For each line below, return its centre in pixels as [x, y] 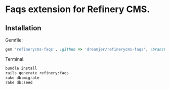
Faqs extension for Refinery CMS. [78, 9]
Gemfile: [14, 40]
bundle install [21, 68]
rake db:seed [19, 82]
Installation [23, 28]
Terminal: [15, 59]
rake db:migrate [22, 78]
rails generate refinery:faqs [37, 73]
